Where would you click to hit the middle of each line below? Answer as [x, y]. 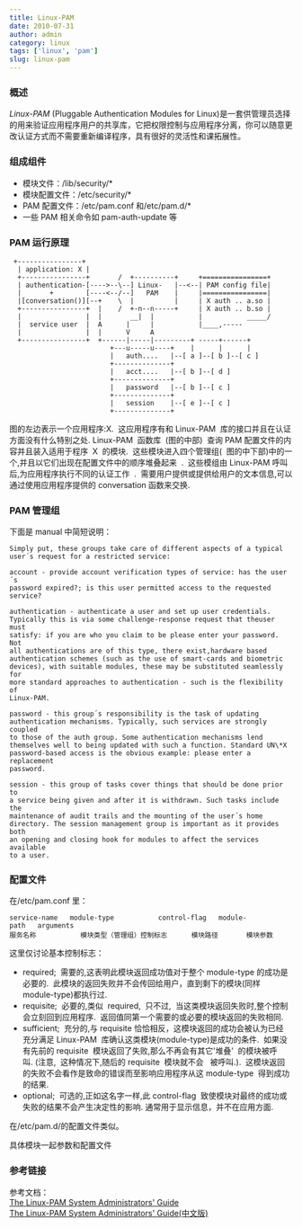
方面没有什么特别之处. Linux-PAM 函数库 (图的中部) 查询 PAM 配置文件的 [147, 440]
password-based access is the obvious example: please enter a [130, 753]
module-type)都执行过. [65, 995]
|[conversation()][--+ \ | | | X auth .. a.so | [144, 301]
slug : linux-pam [40, 59]
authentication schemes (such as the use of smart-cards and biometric [146, 659]
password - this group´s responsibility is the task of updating [134, 714]
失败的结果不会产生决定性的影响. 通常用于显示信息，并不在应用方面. [148, 1107]
